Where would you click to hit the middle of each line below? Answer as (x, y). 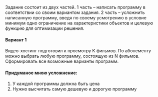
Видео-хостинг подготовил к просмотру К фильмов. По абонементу (78, 51)
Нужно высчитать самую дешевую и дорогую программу (74, 89)
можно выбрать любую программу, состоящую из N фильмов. (72, 56)
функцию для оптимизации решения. (45, 28)
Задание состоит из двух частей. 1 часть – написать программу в (75, 7)
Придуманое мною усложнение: (41, 73)
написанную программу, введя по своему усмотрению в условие (76, 18)
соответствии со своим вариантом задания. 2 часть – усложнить (75, 12)
